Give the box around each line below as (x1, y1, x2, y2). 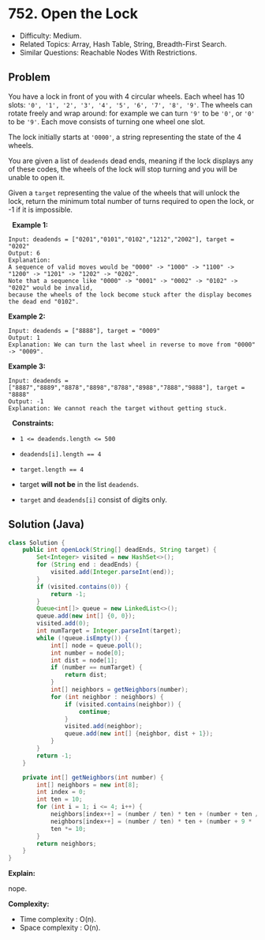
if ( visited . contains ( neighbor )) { (64, 700, 181, 708)
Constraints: (11, 418, 54, 428)
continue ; (78, 708, 111, 715)
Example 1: (11, 220, 49, 229)
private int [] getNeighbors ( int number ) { (22, 773, 164, 781)
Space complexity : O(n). (19, 923, 101, 933)
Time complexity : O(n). (19, 915, 96, 924)
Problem (8, 70, 51, 84)
